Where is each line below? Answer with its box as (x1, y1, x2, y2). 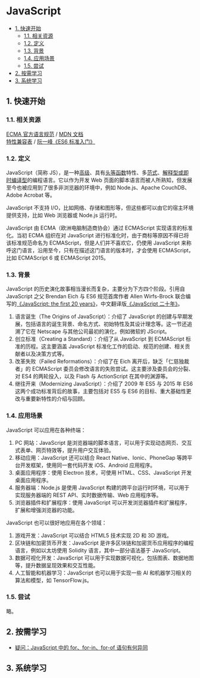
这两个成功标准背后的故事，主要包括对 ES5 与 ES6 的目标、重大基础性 (14, 387, 186, 395)
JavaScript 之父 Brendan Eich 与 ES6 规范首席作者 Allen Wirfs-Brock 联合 (6, 293, 186, 300)
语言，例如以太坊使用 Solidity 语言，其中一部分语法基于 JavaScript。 (14, 546, 184, 554)
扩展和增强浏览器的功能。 (14, 506, 78, 514)
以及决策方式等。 (25, 350, 67, 358)
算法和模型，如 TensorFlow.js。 (14, 576, 92, 584)
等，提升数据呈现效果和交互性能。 (14, 561, 99, 569)
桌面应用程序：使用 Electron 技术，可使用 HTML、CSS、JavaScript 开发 (14, 469, 192, 476)
